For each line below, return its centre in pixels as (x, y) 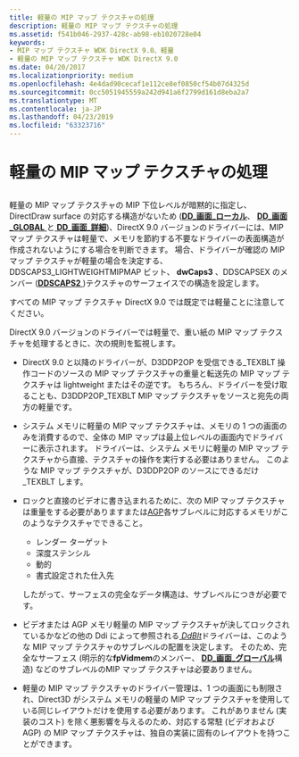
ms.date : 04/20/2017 (48, 68)
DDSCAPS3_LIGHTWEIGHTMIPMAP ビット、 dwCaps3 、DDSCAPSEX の (145, 271)
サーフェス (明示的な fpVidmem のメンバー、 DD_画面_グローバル (156, 658)
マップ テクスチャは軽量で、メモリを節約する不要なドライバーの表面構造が (147, 238)
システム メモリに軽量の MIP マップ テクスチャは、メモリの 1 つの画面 (150, 426)
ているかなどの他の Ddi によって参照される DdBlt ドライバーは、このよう (155, 636)
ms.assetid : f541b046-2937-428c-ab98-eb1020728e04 (105, 34)
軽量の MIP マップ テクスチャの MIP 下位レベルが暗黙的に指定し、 (130, 204)
